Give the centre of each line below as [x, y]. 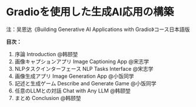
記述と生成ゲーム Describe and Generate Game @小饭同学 [85, 83]
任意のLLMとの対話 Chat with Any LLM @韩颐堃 [73, 91]
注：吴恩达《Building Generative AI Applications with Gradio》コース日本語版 [98, 29]
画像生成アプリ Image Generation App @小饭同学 [74, 76]
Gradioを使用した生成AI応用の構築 [90, 12]
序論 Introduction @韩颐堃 [46, 54]
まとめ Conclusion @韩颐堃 [48, 98]
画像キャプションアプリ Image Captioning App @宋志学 [82, 61]
